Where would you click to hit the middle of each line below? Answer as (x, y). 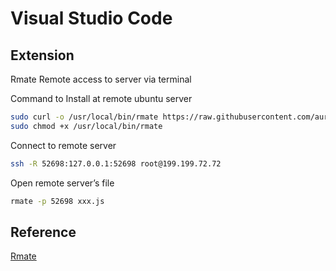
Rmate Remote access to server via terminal (101, 79)
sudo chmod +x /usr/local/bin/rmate (86, 126)
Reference (43, 232)
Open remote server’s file (62, 183)
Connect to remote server (63, 145)
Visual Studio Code (91, 18)
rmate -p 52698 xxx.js (57, 201)
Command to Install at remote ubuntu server (101, 98)
